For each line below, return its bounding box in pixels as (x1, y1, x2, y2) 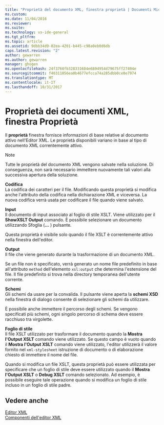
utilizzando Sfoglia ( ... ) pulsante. (5, 222, 72, 228)
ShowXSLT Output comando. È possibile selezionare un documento (5, 217, 142, 223)
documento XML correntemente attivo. (5, 142, 83, 148)
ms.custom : (5, 12, 27, 17)
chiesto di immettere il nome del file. (5, 352, 78, 358)
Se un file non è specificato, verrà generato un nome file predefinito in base (5, 261, 157, 267)
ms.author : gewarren (5, 57, 47, 62)
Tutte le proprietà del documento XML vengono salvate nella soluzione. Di (5, 162, 154, 167)
